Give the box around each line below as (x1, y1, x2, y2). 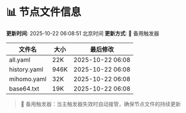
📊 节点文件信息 (6, 5, 81, 19)
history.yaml (9, 65, 43, 73)
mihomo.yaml (9, 75, 47, 83)
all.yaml (9, 56, 31, 64)
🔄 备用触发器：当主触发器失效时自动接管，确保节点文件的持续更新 (20, 100, 181, 107)
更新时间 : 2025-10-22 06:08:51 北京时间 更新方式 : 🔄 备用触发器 (6, 30, 159, 37)
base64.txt (9, 84, 40, 92)
